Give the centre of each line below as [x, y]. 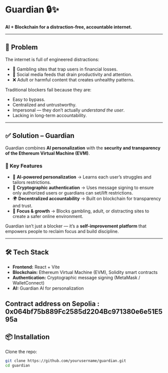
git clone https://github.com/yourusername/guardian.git [66, 360]
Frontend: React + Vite [36, 267]
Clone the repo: [21, 351]
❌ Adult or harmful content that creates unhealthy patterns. [73, 79]
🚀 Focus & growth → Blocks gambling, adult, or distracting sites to [81, 211]
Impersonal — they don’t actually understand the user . [68, 110]
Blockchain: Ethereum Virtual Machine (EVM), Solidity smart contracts [85, 272]
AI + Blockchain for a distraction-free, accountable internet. [69, 27]
